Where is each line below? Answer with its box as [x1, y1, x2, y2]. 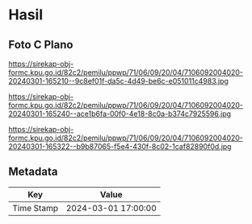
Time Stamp [12, 202, 59, 214]
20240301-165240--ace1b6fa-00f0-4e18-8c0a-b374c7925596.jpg [8, 109, 232, 118]
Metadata [8, 165, 58, 179]
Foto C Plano [8, 38, 73, 52]
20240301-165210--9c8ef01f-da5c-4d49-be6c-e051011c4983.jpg [8, 77, 229, 85]
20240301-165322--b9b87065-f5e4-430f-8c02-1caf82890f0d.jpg [8, 142, 232, 151]
